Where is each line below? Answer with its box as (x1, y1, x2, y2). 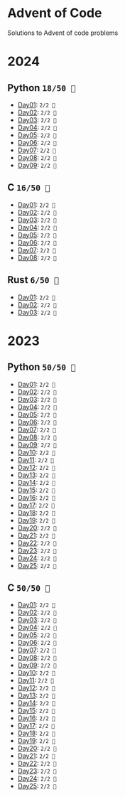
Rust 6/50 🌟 (7, 274, 59, 286)
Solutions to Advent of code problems (7, 28, 119, 37)
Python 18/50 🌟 (7, 82, 76, 94)
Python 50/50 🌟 (7, 361, 76, 373)
